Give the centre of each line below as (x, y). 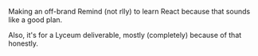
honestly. (23, 43)
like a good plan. (35, 20)
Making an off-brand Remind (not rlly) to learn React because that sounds (129, 11)
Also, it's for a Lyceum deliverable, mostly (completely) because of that (125, 35)
